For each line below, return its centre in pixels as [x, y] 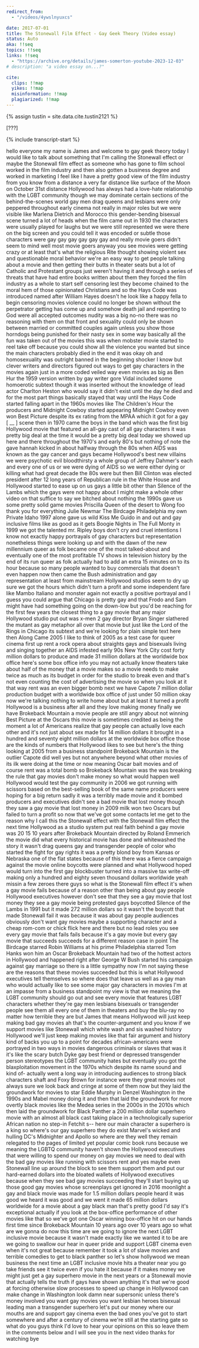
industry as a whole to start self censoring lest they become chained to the [97, 284]
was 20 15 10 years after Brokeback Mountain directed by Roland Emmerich [98, 833]
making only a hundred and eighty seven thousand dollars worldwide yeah [97, 877]
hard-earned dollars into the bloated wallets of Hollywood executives [90, 1174]
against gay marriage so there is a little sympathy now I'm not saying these [97, 966]
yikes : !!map [28, 89]
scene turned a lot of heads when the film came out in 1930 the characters [97, 220]
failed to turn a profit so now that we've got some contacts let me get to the [98, 814]
